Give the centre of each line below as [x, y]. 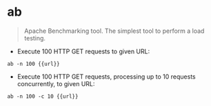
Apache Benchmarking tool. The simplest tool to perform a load [114, 31]
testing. [35, 38]
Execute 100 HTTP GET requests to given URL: [83, 51]
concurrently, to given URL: [56, 83]
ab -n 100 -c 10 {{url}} [43, 96]
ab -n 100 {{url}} [33, 64]
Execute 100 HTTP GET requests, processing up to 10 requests [107, 77]
